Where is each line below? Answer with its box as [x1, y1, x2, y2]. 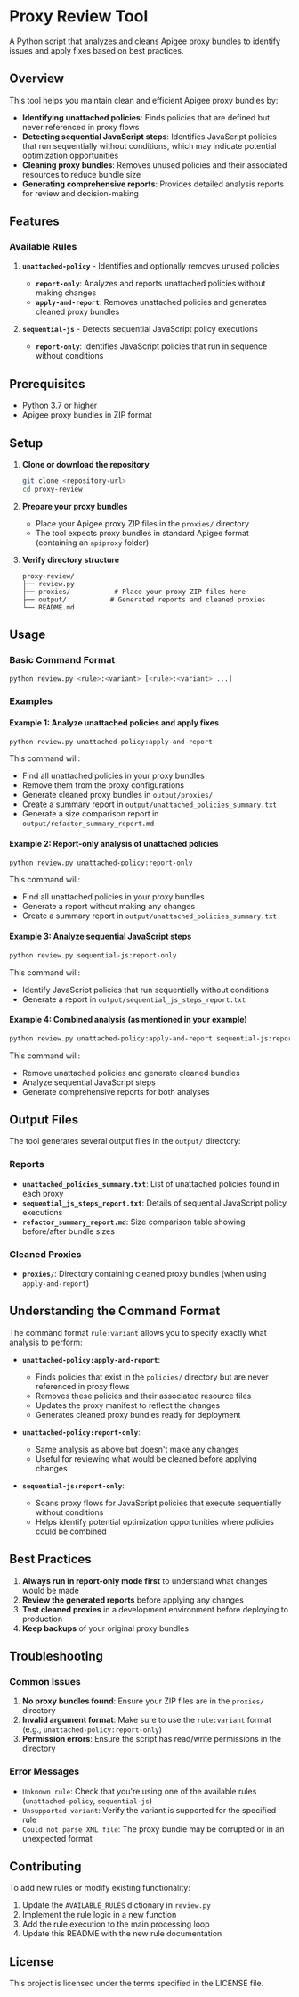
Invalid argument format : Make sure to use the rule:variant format [21, 1715, 271, 1726]
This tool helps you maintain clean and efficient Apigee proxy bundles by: [9, 95, 279, 105]
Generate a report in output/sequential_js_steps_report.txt [21, 993, 246, 1005]
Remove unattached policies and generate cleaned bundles [21, 1067, 240, 1078]
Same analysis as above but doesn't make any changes [35, 1444, 239, 1454]
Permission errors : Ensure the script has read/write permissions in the [21, 1734, 282, 1744]
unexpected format [21, 1833, 93, 1844]
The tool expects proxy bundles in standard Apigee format [35, 527, 249, 538]
